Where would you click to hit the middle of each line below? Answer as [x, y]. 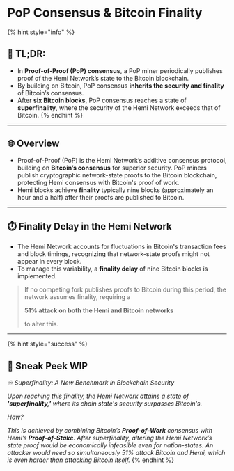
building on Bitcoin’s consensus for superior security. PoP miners [112, 168]
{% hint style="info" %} [41, 32]
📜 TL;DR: [26, 54]
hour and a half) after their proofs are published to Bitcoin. [101, 197]
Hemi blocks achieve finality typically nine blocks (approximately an [115, 190]
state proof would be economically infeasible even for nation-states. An [110, 445]
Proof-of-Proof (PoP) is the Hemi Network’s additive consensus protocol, [122, 160]
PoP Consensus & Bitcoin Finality [105, 13]
